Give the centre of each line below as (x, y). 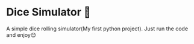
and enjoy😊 (21, 34)
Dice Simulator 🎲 (48, 12)
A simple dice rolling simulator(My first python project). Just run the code (97, 29)
